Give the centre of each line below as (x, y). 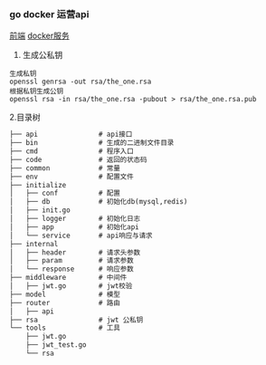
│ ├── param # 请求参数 (71, 261)
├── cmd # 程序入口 (71, 151)
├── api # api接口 (71, 134)
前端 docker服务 (39, 36)
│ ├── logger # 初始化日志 (75, 219)
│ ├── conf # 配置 (65, 193)
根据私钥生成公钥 (37, 91)
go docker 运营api (49, 14)
